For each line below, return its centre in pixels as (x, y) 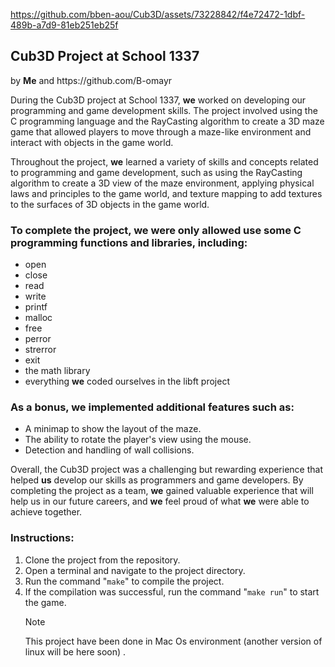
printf (36, 307)
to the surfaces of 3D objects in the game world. (110, 204)
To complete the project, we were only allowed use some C (156, 230)
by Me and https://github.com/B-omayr (91, 80)
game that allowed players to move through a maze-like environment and (161, 131)
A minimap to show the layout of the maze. (113, 429)
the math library (57, 371)
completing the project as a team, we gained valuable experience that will (162, 491)
